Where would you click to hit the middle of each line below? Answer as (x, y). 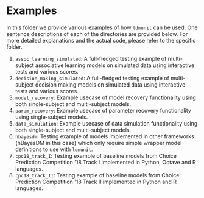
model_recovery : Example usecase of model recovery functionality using (105, 97)
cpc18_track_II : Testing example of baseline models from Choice (97, 175)
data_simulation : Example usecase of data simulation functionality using (106, 123)
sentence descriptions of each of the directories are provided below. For (97, 34)
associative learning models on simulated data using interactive (115, 65)
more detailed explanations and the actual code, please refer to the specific (101, 40)
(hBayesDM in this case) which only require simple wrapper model (98, 143)
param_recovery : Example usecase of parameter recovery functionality (103, 110)
